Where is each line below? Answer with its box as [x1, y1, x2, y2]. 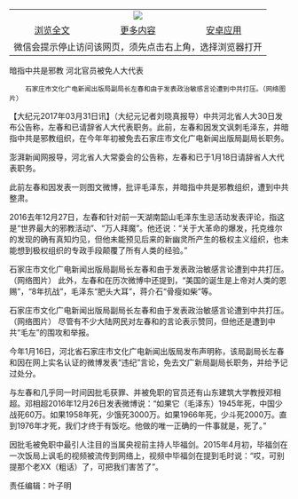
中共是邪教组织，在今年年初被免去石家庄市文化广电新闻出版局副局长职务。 [16, 133, 289, 143]
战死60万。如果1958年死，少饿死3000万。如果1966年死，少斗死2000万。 [9, 409, 279, 420]
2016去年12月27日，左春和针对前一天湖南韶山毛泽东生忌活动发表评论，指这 [9, 212, 286, 222]
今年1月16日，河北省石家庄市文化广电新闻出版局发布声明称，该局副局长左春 [9, 346, 286, 356]
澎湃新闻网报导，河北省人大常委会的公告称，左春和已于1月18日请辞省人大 [9, 152, 278, 162]
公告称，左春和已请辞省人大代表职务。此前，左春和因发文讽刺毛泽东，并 [16, 122, 281, 132]
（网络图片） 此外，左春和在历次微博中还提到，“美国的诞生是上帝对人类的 [9, 275, 279, 285]
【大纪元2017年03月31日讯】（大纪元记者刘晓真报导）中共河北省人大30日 [9, 111, 276, 121]
